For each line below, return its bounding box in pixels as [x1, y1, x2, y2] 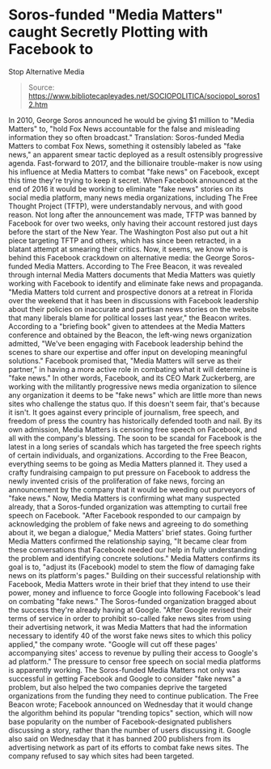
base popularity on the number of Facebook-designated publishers [8, 716, 232, 726]
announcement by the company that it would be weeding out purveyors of [8, 484, 256, 494]
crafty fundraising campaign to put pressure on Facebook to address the [8, 467, 251, 477]
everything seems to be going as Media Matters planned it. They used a [8, 458, 248, 468]
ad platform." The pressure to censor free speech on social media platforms [8, 657, 261, 666]
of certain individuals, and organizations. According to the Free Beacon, [8, 450, 248, 460]
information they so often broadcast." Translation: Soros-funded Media [8, 132, 245, 142]
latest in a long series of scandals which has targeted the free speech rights [8, 442, 261, 451]
